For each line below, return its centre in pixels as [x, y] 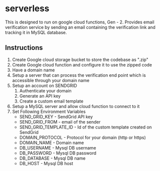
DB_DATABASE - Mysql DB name [52, 158]
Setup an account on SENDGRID [44, 85]
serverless [27, 9]
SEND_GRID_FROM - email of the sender [60, 122]
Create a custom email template [51, 101]
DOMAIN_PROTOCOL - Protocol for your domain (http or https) [83, 137]
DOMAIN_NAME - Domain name [52, 143]
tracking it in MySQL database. [36, 32]
